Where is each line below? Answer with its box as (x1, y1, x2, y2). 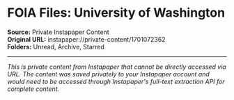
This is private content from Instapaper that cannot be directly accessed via (7, 62, 226, 71)
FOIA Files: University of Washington (7, 5, 225, 21)
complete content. (7, 85, 60, 93)
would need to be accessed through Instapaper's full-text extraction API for (7, 77, 225, 85)
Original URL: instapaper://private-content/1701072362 (7, 35, 166, 43)
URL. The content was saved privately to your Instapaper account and (7, 69, 210, 78)
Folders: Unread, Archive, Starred (7, 42, 104, 51)
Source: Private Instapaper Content (7, 28, 109, 36)
